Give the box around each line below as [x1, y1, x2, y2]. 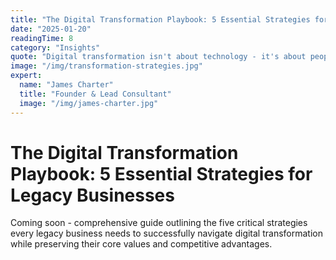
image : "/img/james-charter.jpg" [19, 98, 159, 108]
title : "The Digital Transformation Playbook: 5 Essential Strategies [10, 14, 311, 25]
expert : [10, 71, 43, 81]
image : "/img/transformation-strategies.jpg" [10, 61, 203, 71]
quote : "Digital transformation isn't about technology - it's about [10, 52, 307, 62]
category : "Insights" [10, 42, 101, 53]
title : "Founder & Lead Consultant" [19, 89, 172, 99]
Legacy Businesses [10, 184, 175, 206]
